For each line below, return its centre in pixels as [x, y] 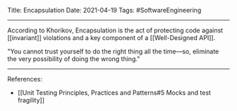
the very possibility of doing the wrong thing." [74, 59]
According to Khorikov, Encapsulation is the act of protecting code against [115, 30]
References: [25, 79]
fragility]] [31, 100]
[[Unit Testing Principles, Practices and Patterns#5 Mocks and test [114, 93]
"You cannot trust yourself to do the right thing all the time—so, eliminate [113, 51]
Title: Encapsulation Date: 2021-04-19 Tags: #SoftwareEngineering [104, 10]
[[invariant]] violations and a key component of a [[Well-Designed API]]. [111, 38]
